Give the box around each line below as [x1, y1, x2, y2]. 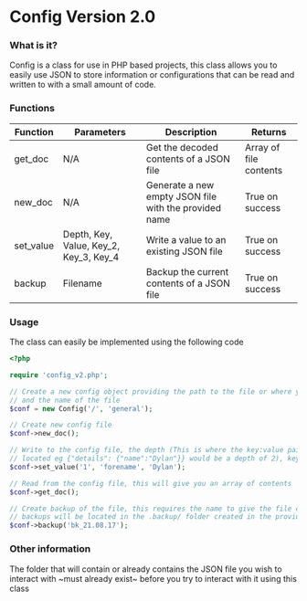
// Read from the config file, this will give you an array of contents [9, 479, 292, 488]
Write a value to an [145, 233, 227, 246]
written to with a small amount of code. [9, 79, 157, 90]
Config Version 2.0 [9, 6, 156, 27]
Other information [9, 543, 91, 555]
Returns [250, 125, 287, 138]
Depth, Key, [62, 227, 112, 240]
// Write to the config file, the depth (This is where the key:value [9, 446, 284, 455]
